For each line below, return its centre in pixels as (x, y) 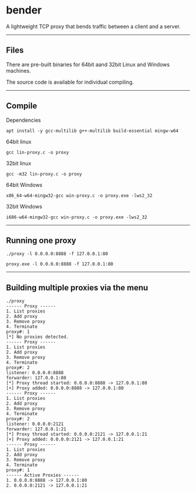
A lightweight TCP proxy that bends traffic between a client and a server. (93, 26)
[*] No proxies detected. (37, 337)
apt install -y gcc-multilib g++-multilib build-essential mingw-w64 (92, 131)
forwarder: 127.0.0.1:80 (36, 378)
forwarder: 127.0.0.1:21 (36, 429)
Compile (22, 106)
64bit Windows (24, 184)
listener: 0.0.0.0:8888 (35, 373)
